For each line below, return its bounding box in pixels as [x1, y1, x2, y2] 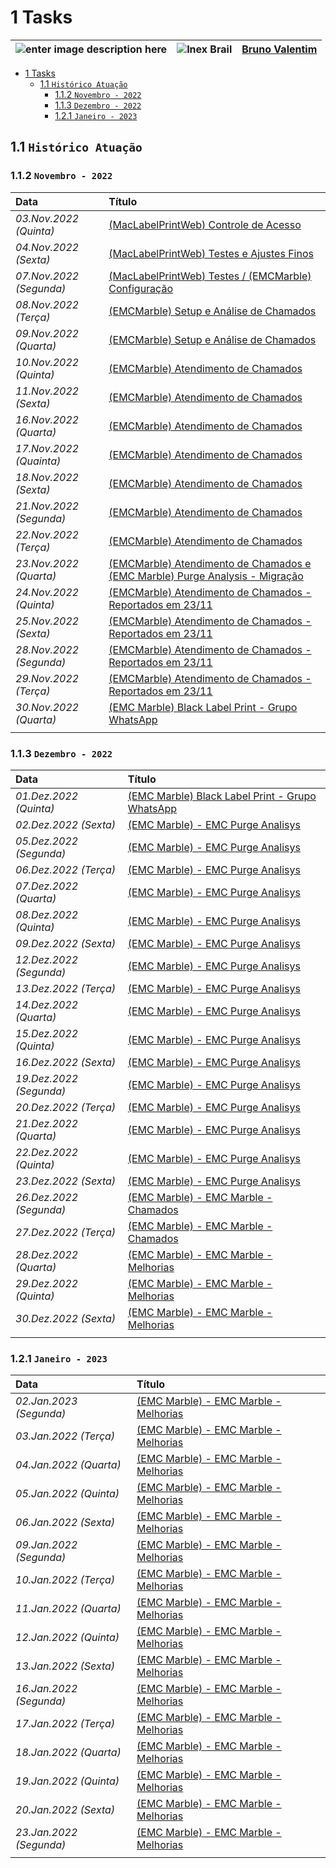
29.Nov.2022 [15, 671, 80, 685]
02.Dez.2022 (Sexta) [15, 817, 117, 831]
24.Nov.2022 [15, 585, 80, 599]
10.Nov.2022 [15, 355, 80, 369]
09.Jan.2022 [15, 1538, 78, 1552]
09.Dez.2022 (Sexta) [15, 936, 117, 950]
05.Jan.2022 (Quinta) [15, 1487, 120, 1501]
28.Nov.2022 [15, 642, 80, 656]
